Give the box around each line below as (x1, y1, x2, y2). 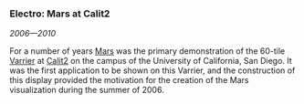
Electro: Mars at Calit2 (9, 7, 110, 20)
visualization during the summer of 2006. (9, 85, 164, 96)
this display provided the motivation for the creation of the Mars (9, 75, 249, 86)
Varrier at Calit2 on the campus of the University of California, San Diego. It (9, 56, 292, 67)
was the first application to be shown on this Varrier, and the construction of (9, 65, 296, 76)
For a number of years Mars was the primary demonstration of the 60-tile (9, 46, 286, 57)
